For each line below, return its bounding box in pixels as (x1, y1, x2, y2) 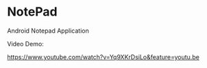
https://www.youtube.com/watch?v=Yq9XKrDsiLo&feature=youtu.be (7, 52, 200, 61)
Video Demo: (7, 39, 45, 48)
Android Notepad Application (7, 27, 89, 35)
